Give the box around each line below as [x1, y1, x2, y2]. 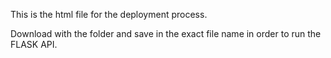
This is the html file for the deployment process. [10, 9, 208, 20]
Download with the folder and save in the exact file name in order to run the [10, 28, 322, 39]
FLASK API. [10, 39, 58, 50]
